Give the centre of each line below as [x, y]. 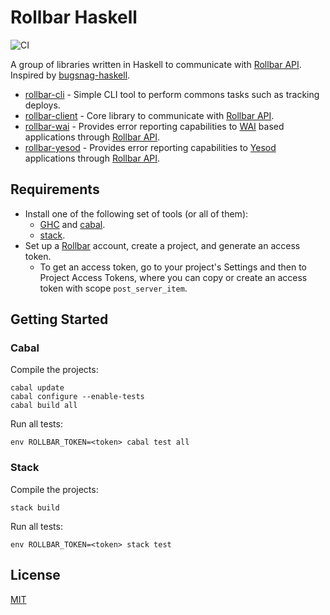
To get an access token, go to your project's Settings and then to [173, 267]
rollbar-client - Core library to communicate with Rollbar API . [149, 115]
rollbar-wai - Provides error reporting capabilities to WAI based [154, 126]
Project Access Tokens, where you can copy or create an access [173, 277]
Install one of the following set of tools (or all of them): [136, 213]
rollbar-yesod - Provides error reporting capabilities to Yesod [150, 147]
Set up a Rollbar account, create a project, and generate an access [162, 245]
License [35, 575]
